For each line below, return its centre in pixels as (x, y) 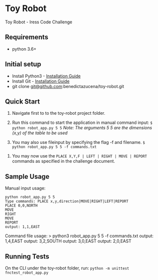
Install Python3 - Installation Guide (46, 76)
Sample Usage (27, 176)
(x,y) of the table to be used (40, 133)
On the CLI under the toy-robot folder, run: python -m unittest (67, 268)
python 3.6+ (24, 49)
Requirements (27, 37)
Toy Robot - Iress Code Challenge (39, 22)
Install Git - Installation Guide (41, 81)
